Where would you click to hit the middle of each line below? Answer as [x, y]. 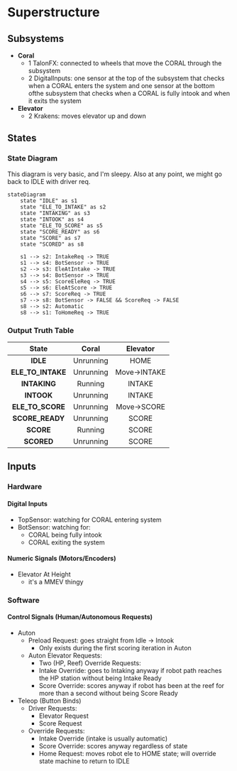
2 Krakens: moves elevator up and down [87, 116]
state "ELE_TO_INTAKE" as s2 [63, 207]
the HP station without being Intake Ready [100, 678]
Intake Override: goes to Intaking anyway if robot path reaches [130, 670]
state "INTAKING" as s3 [55, 213]
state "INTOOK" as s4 [52, 219]
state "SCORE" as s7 [50, 238]
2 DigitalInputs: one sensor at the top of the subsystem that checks [126, 78]
